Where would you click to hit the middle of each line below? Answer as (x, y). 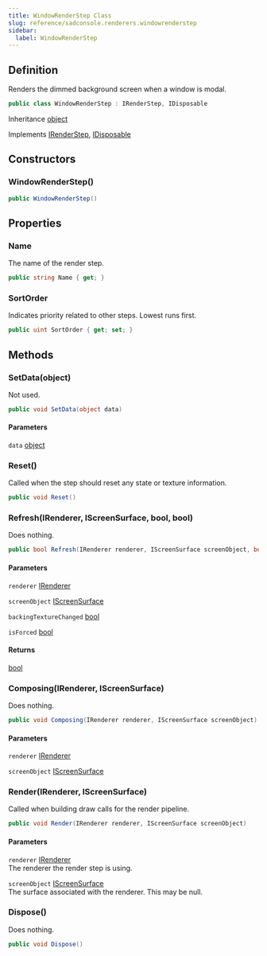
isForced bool (31, 632)
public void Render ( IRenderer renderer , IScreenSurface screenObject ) (128, 824)
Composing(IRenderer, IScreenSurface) (86, 688)
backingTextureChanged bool (54, 616)
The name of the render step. (56, 263)
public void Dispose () (46, 944)
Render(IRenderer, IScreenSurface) (78, 792)
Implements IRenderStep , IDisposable (70, 134)
